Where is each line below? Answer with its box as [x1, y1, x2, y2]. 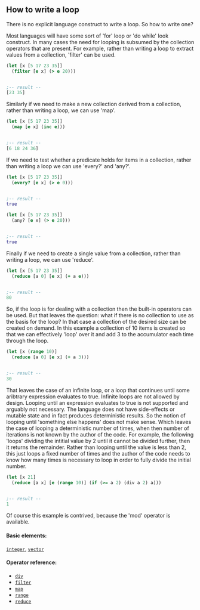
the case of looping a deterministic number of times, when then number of [6, 425, 189, 432]
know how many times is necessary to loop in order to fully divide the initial [6, 456, 191, 463]
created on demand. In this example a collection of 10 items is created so [6, 324, 186, 332]
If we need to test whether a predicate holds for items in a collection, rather [6, 156, 192, 163]
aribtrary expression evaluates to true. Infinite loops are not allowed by [6, 393, 180, 400]
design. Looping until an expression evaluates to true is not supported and [6, 399, 189, 406]
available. [6, 518, 30, 525]
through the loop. [6, 337, 49, 345]
